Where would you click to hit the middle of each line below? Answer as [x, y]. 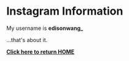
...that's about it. [27, 40]
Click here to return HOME [41, 52]
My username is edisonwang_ [45, 28]
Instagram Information [65, 11]
